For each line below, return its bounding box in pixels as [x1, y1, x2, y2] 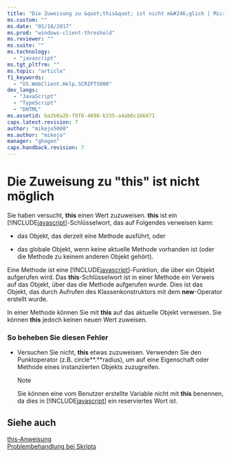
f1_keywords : [7, 74, 45, 81]
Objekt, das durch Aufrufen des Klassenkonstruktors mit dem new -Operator [7, 287, 223, 296]
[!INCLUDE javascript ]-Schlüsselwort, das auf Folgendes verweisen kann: [7, 218, 214, 227]
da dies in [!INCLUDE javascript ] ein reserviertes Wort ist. [16, 397, 178, 405]
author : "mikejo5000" [7, 125, 69, 132]
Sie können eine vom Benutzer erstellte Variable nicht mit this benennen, [16, 390, 224, 398]
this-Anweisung [7, 435, 52, 443]
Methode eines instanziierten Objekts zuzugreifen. [16, 363, 160, 371]
